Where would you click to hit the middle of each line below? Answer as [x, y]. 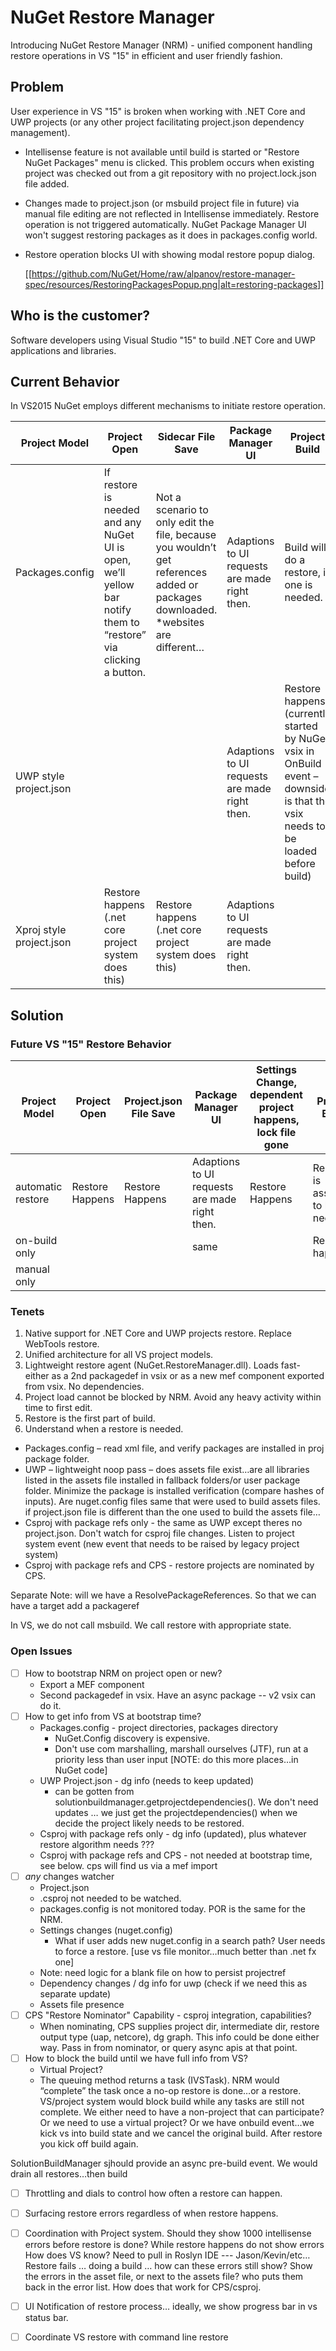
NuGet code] [81, 1770]
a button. [124, 673]
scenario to [182, 510]
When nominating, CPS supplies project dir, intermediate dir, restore [179, 2026]
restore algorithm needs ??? [97, 1844]
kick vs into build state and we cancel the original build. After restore [181, 2133]
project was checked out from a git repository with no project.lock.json [170, 173]
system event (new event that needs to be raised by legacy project [162, 1544]
